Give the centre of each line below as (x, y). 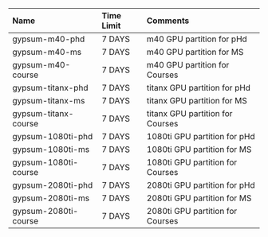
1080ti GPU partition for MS (199, 149)
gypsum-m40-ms (47, 52)
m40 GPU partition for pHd (197, 39)
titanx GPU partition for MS (197, 101)
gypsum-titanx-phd (50, 88)
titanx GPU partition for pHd (199, 88)
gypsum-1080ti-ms (51, 149)
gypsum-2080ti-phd (53, 185)
